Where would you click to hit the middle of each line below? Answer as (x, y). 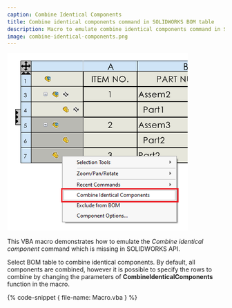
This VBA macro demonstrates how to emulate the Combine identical (105, 242)
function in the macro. (39, 284)
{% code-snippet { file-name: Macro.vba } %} (72, 298)
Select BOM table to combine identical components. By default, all (101, 263)
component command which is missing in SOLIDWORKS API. (94, 249)
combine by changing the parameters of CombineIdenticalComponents (110, 277)
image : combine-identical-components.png (68, 37)
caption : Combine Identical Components (65, 14)
